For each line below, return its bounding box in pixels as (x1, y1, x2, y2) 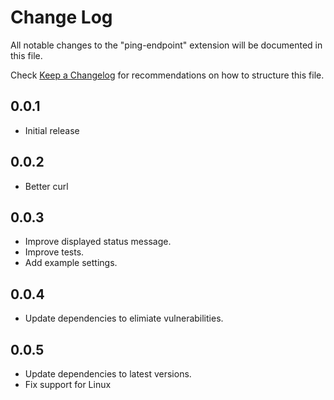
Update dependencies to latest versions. (24, 368, 192, 380)
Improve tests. (24, 246, 85, 258)
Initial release (24, 124, 80, 136)
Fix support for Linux (24, 379, 112, 390)
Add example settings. (24, 257, 118, 269)
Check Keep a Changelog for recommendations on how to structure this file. (10, 69, 325, 81)
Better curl (24, 180, 69, 192)
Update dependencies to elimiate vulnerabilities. (24, 312, 224, 325)
